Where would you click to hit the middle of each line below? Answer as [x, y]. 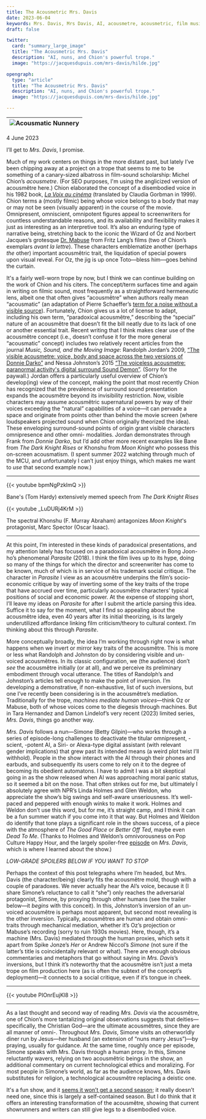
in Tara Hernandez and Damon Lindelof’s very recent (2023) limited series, [101, 713]
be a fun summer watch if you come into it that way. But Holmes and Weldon [103, 817]
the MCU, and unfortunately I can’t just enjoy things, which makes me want [101, 461]
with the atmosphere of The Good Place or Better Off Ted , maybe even [96, 829]
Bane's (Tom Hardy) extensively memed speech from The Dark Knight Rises [103, 497]
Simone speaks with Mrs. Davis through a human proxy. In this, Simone [96, 1052]
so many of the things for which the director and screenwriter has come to [100, 564]
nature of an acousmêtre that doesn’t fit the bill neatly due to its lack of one [101, 324]
